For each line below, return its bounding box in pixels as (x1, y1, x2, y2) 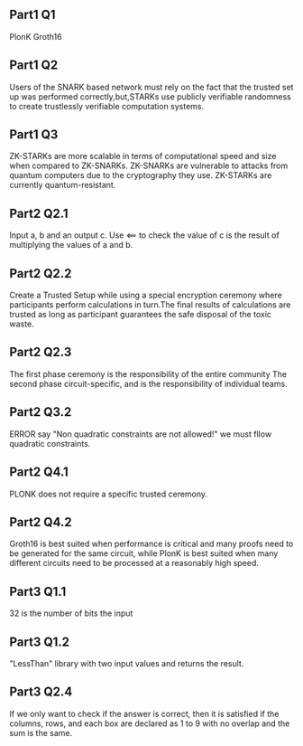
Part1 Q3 (9, 127, 59, 143)
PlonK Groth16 (9, 31, 62, 42)
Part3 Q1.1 (9, 583, 67, 600)
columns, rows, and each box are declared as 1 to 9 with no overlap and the (9, 718, 290, 729)
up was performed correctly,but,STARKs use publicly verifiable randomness (9, 90, 291, 102)
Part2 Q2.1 (9, 205, 69, 221)
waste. (9, 318, 34, 329)
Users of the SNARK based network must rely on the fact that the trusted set (9, 81, 294, 92)
